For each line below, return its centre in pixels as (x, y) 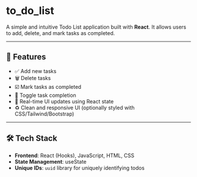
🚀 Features (26, 57)
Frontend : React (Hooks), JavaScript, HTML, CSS (74, 155)
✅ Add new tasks (35, 71)
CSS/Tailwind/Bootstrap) (44, 114)
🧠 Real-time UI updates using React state (64, 101)
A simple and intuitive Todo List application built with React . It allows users (96, 27)
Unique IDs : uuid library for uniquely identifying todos (79, 168)
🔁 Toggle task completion (45, 95)
